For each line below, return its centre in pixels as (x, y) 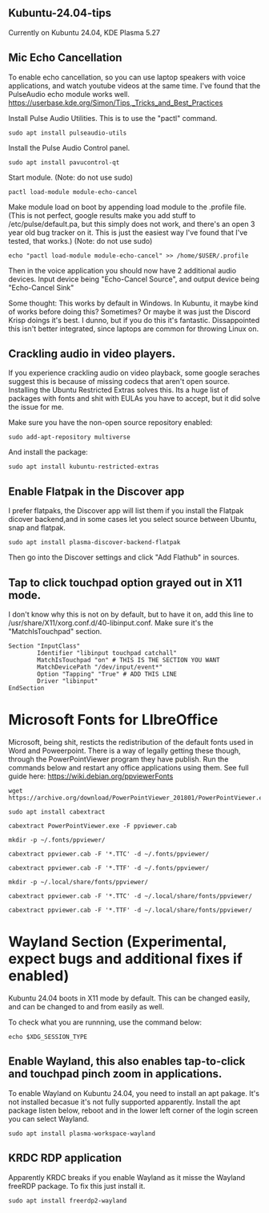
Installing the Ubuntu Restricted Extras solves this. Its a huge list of (118, 390)
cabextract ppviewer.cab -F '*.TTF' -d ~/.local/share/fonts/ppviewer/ (130, 910)
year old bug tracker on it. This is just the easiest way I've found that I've (128, 232)
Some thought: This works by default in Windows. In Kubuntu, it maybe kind (133, 303)
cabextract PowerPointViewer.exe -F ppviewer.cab (93, 826)
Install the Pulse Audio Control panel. (69, 148)
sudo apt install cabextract (57, 812)
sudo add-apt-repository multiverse (69, 437)
